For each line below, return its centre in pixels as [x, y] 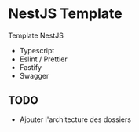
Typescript [37, 50]
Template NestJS [36, 35]
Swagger [34, 75]
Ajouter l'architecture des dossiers [75, 119]
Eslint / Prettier [44, 59]
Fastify [30, 67]
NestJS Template [66, 14]
